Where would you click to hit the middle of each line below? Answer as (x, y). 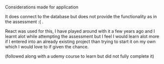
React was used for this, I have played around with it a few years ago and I (80, 31)
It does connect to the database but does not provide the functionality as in (81, 16)
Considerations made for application (42, 7)
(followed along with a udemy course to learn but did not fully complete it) (80, 56)
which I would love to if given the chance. (47, 47)
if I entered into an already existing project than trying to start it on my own (80, 42)
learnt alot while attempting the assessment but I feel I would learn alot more (82, 36)
